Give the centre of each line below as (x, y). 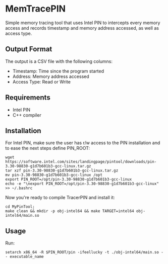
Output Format (29, 49)
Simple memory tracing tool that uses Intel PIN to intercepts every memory (83, 23)
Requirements (28, 98)
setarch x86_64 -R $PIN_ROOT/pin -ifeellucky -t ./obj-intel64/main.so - (85, 252)
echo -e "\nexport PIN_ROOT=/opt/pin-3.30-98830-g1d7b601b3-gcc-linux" (82, 184)
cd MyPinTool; (20, 207)
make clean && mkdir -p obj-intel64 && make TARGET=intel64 (70, 211)
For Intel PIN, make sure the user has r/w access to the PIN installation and (83, 143)
